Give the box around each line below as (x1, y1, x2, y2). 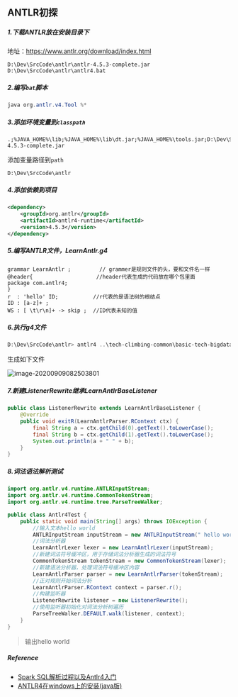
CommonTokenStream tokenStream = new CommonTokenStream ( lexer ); (33, 557, 227, 565)
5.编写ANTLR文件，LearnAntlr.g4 (7, 247, 108, 255)
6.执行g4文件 (7, 323, 47, 332)
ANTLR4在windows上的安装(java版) (17, 681, 123, 690)
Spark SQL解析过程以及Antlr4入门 (17, 672, 117, 681)
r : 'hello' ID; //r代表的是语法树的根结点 (7, 294, 161, 301)
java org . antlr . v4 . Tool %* (7, 101, 87, 108)
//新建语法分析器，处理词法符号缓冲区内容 (33, 564, 140, 571)
